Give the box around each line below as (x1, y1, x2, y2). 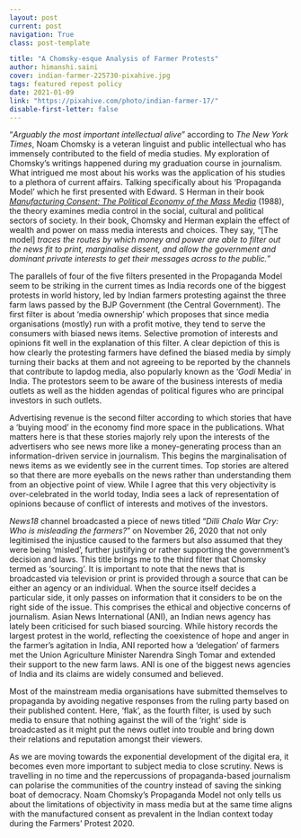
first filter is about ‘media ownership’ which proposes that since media (9, 309, 270, 320)
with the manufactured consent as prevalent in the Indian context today (9, 808, 274, 819)
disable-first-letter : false (9, 104, 119, 113)
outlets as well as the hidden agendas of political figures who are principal (9, 386, 285, 397)
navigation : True (9, 30, 75, 39)
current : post (9, 22, 63, 31)
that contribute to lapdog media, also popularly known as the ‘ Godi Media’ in (9, 366, 292, 378)
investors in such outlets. (9, 395, 102, 406)
